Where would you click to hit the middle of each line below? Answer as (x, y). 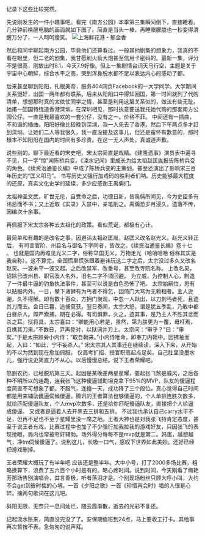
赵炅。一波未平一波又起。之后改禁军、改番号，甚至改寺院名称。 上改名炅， (101, 268)
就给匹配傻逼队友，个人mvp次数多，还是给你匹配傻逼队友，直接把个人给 (97, 404)
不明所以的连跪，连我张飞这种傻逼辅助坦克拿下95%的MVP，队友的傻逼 (101, 381)
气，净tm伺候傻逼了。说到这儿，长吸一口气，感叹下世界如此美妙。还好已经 (100, 442)
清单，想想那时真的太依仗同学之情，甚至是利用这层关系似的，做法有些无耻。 (103, 102)
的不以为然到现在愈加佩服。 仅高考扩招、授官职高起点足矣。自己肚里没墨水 (101, 352)
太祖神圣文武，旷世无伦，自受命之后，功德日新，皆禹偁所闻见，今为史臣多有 (103, 196)
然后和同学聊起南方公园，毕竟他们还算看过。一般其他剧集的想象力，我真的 (100, 50)
